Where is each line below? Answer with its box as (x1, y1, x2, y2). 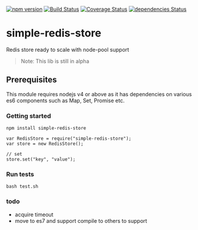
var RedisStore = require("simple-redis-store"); (6, 136, 132, 142)
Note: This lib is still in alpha (20, 57, 89, 65)
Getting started (6, 112, 52, 120)
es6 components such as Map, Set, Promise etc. (6, 97, 125, 104)
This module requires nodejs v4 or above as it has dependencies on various (6, 90, 192, 97)
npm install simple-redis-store (6, 125, 86, 131)
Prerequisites (6, 75, 57, 85)
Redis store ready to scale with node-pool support (6, 46, 130, 53)
